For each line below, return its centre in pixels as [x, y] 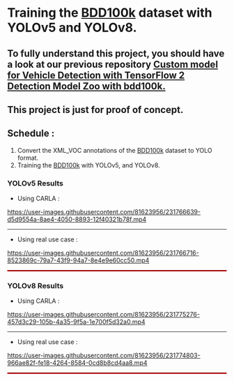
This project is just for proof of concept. [95, 110]
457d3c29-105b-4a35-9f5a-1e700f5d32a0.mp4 [76, 322]
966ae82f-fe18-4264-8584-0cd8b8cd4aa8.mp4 [77, 363]
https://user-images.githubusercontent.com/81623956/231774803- [104, 356]
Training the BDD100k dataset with [110, 13]
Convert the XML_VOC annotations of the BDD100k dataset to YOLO [115, 150]
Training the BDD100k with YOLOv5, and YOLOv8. [88, 165]
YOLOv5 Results [36, 183]
